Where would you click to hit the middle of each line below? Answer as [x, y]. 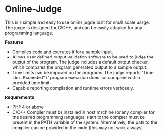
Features [14, 42]
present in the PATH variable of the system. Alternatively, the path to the [85, 122]
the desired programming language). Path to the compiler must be [79, 117]
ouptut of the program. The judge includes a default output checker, [81, 62]
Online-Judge [33, 9]
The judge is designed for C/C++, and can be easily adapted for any [74, 27]
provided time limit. [31, 83]
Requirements [20, 97]
